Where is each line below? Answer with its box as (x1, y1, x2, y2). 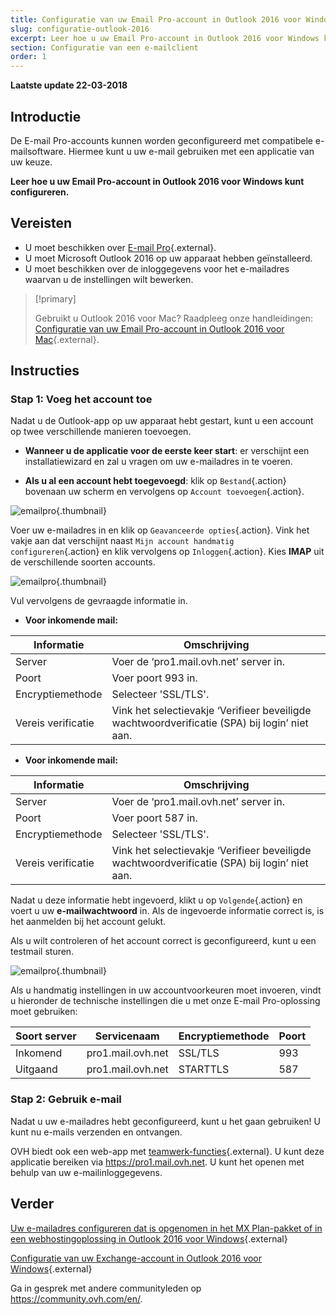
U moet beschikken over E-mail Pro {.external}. (24, 241, 217, 253)
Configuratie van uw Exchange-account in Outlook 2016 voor (10, 1252, 263, 1264)
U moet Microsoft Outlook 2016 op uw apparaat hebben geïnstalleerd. (24, 252, 313, 264)
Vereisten (10, 215, 72, 232)
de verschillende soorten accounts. (10, 556, 156, 568)
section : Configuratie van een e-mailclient (10, 42, 199, 53)
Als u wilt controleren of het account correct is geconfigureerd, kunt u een (10, 935, 317, 947)
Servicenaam (94, 1029, 160, 1043)
